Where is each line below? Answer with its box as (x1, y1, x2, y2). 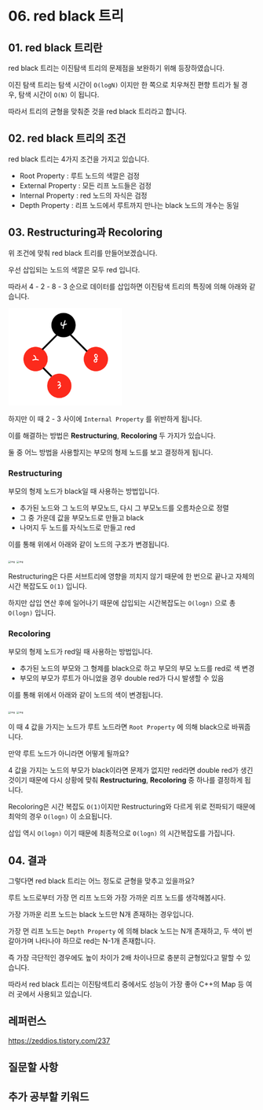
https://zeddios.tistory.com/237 (8, 1036, 111, 1045)
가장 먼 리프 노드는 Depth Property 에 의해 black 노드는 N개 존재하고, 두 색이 (8, 927, 245, 936)
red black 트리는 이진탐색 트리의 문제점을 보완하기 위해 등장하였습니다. (8, 64, 225, 72)
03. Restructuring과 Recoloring (8, 226, 163, 239)
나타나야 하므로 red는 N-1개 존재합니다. (35, 936, 156, 945)
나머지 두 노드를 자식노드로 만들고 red (19, 523, 136, 532)
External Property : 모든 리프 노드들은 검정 (19, 180, 152, 190)
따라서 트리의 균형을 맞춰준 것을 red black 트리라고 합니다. (8, 107, 187, 116)
